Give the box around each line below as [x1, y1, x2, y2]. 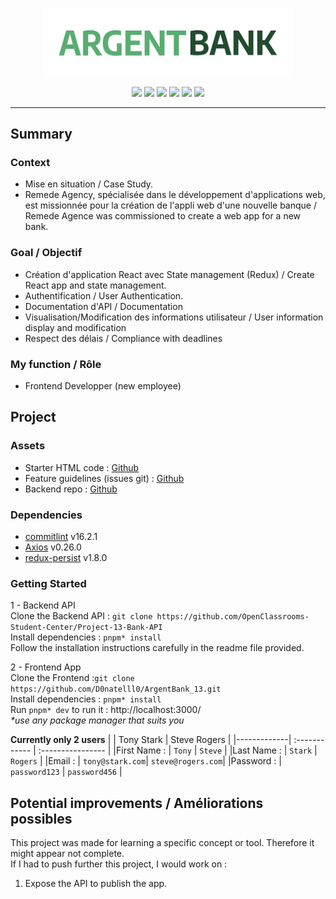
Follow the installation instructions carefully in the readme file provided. [10, 642, 305, 654]
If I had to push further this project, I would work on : [10, 858, 228, 870]
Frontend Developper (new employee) [24, 380, 182, 392]
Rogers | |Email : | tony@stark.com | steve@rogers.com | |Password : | [10, 755, 282, 767]
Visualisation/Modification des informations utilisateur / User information [24, 311, 324, 323]
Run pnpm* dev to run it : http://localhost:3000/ [10, 704, 202, 716]
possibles [10, 810, 73, 827]
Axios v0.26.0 [24, 541, 82, 553]
